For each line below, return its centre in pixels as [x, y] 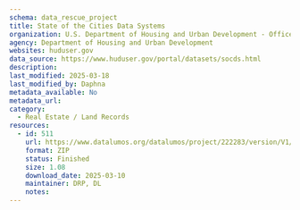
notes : [37, 192]
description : [33, 68]
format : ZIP [47, 150]
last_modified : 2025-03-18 [59, 76]
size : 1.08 [46, 167]
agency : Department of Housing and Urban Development [112, 42]
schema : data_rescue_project [63, 17]
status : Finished [58, 159]
